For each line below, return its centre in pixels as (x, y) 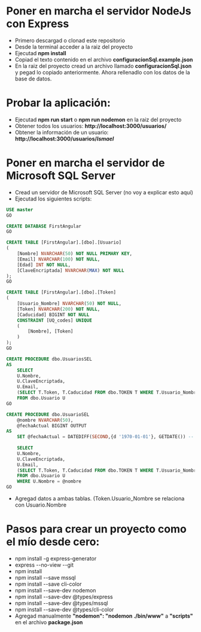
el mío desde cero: (53, 542)
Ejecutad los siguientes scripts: (53, 199)
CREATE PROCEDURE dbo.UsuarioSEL (48, 414)
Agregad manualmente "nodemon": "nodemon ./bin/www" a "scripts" (104, 616)
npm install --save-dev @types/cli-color (64, 609)
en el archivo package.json (49, 622)
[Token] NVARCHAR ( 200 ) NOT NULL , (59, 309)
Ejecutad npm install (40, 53)
